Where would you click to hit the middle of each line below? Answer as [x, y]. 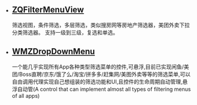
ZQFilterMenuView [48, 10]
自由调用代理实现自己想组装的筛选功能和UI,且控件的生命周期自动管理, [97, 81]
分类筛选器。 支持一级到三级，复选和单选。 [65, 32]
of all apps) [26, 95]
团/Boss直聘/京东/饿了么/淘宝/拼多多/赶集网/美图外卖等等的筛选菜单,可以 [101, 74]
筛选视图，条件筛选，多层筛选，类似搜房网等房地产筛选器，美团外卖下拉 [101, 25]
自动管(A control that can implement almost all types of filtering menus [104, 89]
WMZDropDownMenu [53, 52]
